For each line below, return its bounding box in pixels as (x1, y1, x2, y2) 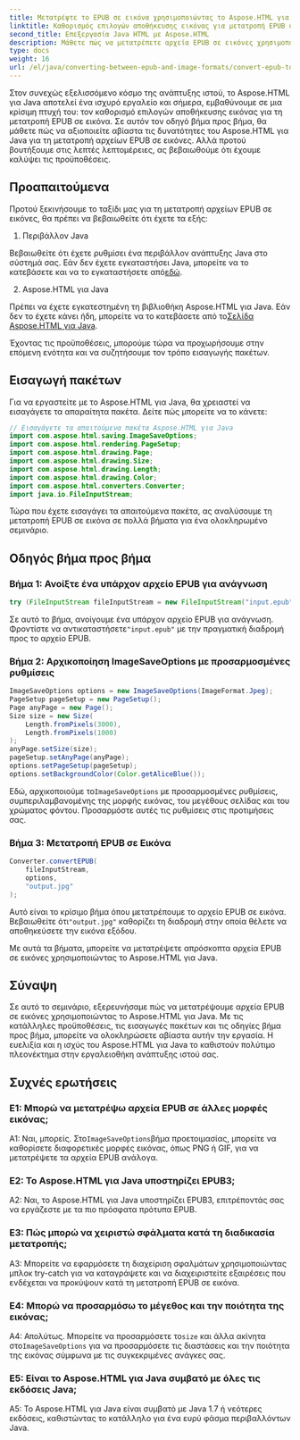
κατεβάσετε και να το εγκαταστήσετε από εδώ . (9, 266, 183, 277)
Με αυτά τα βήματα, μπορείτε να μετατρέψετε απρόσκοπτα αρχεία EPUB (9, 942, 282, 953)
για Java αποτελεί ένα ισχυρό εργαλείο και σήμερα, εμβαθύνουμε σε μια (9, 96, 283, 107)
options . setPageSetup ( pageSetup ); (9, 761, 138, 771)
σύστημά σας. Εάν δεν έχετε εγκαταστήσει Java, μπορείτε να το (9, 256, 249, 268)
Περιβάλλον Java (21, 230, 89, 241)
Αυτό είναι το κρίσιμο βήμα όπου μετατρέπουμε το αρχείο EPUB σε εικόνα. (9, 906, 287, 917)
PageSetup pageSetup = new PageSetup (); (9, 695, 162, 704)
